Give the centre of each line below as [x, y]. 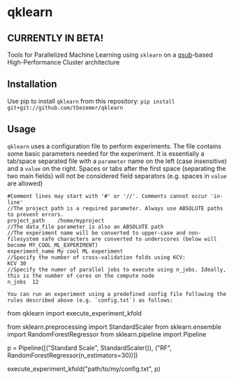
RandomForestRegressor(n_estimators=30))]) [73, 355]
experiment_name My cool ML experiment [65, 251]
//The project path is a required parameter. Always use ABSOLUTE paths [115, 208]
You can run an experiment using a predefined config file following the [117, 294]
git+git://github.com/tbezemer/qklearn [65, 108]
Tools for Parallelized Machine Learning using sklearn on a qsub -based [110, 55]
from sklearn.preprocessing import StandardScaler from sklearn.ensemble [114, 327]
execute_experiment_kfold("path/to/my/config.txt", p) [84, 369]
